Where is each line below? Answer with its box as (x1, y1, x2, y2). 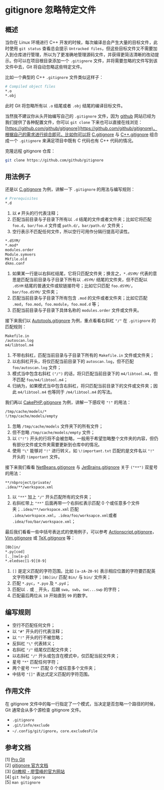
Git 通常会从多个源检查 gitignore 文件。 (5, 707, 84, 713)
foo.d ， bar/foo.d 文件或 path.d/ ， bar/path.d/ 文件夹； (12, 222, 124, 228)
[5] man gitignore (5, 779, 41, 785)
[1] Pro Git (5, 757, 25, 763)
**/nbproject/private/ (5, 480, 51, 485)
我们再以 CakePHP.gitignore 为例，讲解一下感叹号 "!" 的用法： (5, 399, 132, 405)
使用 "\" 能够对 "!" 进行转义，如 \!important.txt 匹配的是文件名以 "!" (12, 448, 155, 454)
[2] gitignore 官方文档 (5, 763, 49, 768)
